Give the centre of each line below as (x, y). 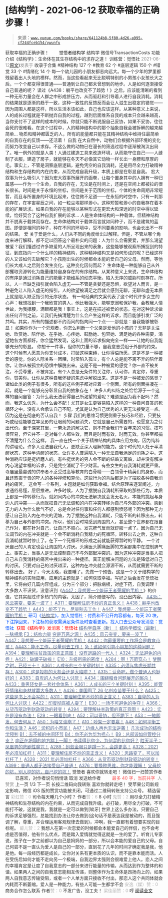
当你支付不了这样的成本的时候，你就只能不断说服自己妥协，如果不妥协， (79, 121)
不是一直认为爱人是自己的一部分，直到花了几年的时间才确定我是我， (88, 846)
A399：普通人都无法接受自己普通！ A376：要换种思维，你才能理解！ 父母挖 (83, 765)
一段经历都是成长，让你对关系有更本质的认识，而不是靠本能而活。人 (92, 853)
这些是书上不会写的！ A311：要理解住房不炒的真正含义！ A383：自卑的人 (80, 696)
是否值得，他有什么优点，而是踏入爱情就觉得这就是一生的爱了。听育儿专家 (86, 834)
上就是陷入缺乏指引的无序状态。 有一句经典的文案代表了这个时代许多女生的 (82, 296)
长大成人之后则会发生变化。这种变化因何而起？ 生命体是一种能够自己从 (82, 265)
